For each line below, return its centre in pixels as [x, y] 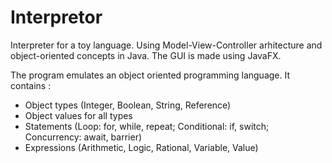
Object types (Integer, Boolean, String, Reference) [128, 105]
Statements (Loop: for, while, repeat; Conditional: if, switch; [147, 126]
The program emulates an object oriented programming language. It [150, 75]
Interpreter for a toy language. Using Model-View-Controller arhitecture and [166, 45]
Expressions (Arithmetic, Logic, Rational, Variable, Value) [141, 147]
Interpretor [56, 17]
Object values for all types [78, 115]
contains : [31, 85]
